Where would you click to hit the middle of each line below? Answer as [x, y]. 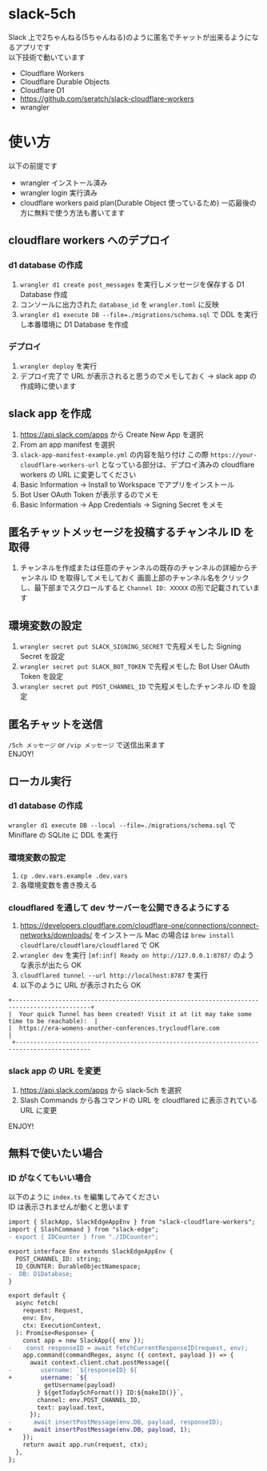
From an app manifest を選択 [67, 444]
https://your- [234, 455]
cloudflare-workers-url [60, 465]
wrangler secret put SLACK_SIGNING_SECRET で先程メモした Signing [130, 646]
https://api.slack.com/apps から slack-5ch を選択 [101, 1090]
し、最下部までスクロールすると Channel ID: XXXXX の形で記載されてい [136, 588]
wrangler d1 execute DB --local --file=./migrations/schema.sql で [122, 825]
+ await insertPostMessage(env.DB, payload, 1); [100, 1430]
